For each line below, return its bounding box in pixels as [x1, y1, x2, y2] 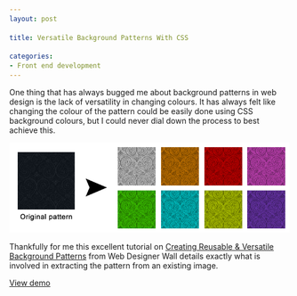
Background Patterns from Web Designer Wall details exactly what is [9, 251, 261, 261]
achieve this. [9, 125, 56, 136]
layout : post [9, 14, 58, 23]
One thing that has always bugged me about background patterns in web [9, 87, 277, 97]
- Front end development [9, 62, 101, 70]
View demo [9, 277, 51, 288]
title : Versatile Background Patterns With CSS [9, 33, 189, 42]
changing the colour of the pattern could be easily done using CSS [9, 106, 253, 116]
